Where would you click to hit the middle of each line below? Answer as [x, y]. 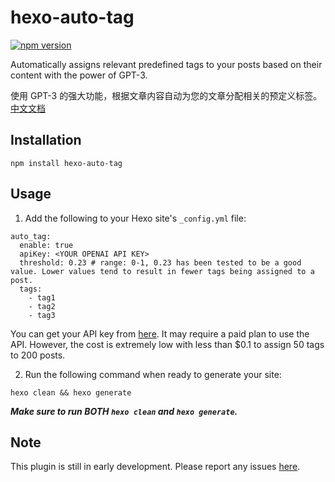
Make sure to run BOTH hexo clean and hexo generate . [124, 411]
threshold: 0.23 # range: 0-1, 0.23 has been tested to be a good [160, 262]
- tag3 [42, 315]
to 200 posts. [38, 355]
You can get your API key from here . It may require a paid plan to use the [160, 333]
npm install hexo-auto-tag [66, 163]
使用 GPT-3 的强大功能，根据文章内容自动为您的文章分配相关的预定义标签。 [166, 95]
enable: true [46, 245]
